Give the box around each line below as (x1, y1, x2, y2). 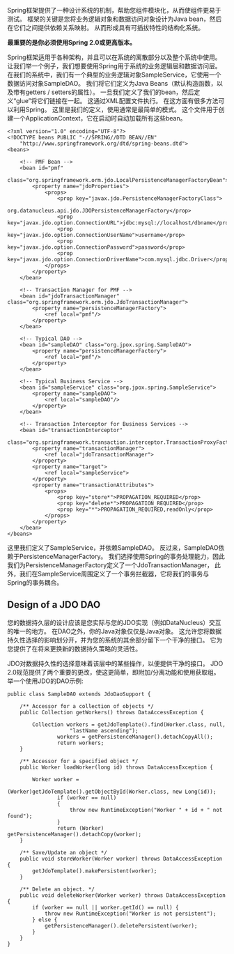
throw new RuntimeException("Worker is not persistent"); (44, 910, 217, 917)
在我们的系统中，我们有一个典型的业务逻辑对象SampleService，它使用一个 (7, 70, 221, 79)
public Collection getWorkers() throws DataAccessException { (19, 709, 204, 716)
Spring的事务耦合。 (7, 578, 63, 587)
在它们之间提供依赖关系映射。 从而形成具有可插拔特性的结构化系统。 (7, 24, 204, 31)
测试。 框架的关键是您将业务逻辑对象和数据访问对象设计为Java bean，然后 (7, 15, 222, 23)
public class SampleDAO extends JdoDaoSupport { (7, 691, 151, 698)
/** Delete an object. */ (19, 886, 95, 893)
